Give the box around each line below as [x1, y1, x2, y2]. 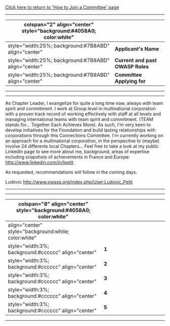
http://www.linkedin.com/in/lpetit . [5, 159, 75, 165]
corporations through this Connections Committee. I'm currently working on [5, 133, 163, 138]
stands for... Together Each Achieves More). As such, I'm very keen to [5, 121, 151, 128]
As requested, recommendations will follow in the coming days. [5, 169, 138, 175]
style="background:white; [8, 228, 69, 235]
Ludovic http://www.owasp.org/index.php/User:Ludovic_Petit [5, 179, 133, 185]
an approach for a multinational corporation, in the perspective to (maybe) [5, 138, 160, 144]
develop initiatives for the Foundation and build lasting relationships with [5, 127, 156, 133]
